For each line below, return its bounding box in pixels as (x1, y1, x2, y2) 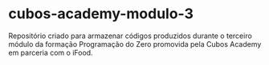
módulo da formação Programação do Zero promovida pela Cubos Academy (8, 39, 262, 48)
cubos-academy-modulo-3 (8, 5, 194, 23)
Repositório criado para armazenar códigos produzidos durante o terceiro (8, 31, 253, 40)
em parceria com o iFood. (8, 48, 94, 57)
